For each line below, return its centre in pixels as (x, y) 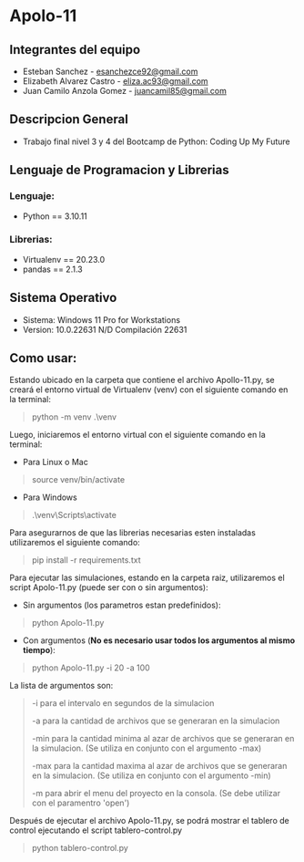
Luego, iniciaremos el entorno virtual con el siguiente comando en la (137, 435)
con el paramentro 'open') (81, 803)
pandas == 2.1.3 (53, 269)
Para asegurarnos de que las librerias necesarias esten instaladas (133, 533)
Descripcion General (69, 119)
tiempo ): (39, 650)
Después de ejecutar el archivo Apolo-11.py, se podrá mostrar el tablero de (149, 821)
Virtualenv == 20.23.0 (64, 259)
